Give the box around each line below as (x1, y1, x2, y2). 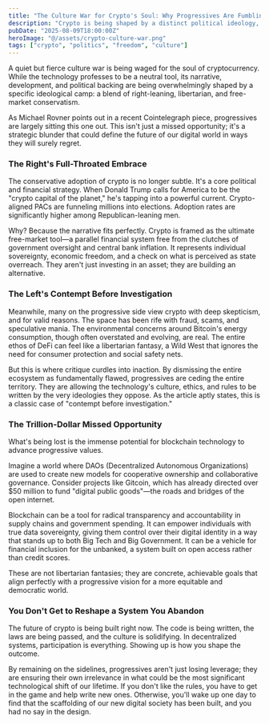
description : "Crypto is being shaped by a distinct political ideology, (8, 19, 260, 27)
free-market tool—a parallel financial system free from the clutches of (8, 234, 239, 244)
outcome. (8, 649, 40, 658)
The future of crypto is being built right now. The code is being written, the (8, 623, 255, 633)
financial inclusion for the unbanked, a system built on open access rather (8, 545, 252, 554)
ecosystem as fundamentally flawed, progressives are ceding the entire (8, 373, 245, 382)
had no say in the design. (8, 707, 92, 717)
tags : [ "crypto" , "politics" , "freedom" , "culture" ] (8, 42, 188, 50)
